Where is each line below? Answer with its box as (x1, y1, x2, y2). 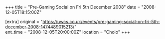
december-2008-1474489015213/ (5, 24, 75, 30)
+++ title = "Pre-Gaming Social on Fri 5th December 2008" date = (5, 4, 141, 10)
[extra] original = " (5, 19, 43, 24)
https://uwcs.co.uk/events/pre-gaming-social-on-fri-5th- (42, 19, 161, 24)
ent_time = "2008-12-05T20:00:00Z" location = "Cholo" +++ (5, 29, 131, 35)
